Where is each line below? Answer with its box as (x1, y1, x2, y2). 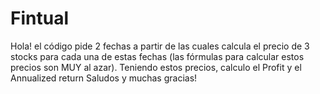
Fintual (10, 7, 69, 30)
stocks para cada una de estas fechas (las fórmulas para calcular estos (10, 50, 305, 62)
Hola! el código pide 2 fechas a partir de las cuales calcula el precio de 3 (10, 40, 310, 52)
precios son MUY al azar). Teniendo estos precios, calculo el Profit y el (10, 61, 302, 73)
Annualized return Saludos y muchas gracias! (10, 72, 198, 84)
